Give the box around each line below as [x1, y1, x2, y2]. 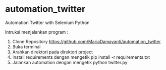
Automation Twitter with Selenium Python [5, 20, 90, 25]
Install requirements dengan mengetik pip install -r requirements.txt [12, 54, 150, 60]
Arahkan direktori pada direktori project [12, 49, 93, 55]
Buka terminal [12, 44, 41, 49]
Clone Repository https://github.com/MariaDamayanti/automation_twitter [12, 38, 161, 45]
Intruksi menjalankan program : [5, 29, 68, 35]
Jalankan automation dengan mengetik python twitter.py [12, 59, 128, 65]
